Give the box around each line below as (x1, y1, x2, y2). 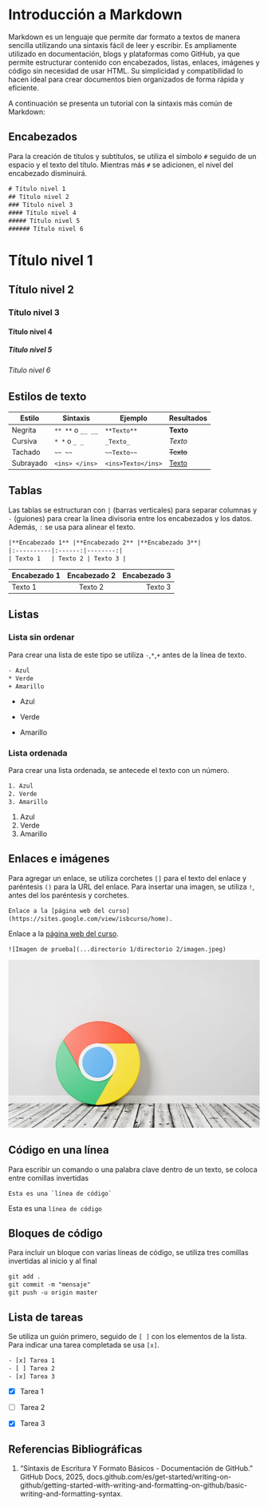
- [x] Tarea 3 (8, 1373, 56, 1380)
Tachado (11, 448, 41, 457)
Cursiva (11, 436, 37, 445)
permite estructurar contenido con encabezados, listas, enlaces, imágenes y (8, 58, 260, 67)
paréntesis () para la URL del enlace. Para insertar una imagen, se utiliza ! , (8, 882, 255, 891)
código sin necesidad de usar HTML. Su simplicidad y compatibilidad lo (8, 66, 243, 75)
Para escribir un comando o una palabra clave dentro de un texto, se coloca (8, 1165, 258, 1174)
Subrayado (11, 458, 48, 468)
